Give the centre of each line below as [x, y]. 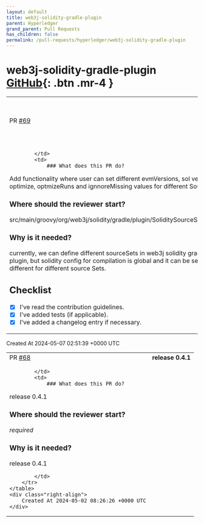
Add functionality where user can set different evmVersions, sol [100, 179]
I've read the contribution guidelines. [72, 307]
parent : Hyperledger [32, 23]
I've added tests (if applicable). [64, 315]
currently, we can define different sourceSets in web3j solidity [98, 253]
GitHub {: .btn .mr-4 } [60, 83]
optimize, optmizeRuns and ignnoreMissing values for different [99, 186]
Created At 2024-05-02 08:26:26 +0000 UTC [84, 501]
